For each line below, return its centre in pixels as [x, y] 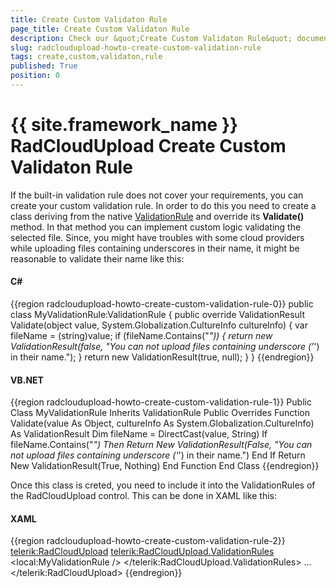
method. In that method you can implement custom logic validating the [156, 227]
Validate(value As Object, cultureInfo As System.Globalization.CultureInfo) [162, 423]
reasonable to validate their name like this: [97, 258]
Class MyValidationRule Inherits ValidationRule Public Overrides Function [160, 413]
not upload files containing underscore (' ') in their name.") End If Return [158, 455]
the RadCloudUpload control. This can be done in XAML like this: [143, 496]
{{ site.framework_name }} [124, 125]
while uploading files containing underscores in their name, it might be [155, 248]
